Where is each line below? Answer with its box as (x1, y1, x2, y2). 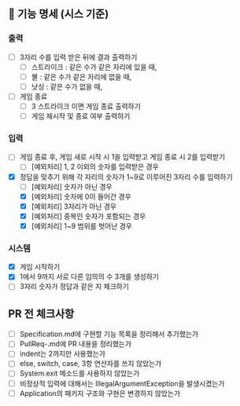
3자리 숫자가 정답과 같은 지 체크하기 (19, 282, 130, 291)
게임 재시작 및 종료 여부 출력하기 (31, 112, 131, 121)
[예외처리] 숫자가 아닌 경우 (31, 181, 113, 191)
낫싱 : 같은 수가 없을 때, (31, 82, 103, 91)
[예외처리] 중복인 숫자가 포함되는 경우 (31, 211, 146, 221)
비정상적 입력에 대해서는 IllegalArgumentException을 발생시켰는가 (19, 379, 225, 388)
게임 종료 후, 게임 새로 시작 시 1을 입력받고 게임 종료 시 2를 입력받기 (19, 152, 226, 162)
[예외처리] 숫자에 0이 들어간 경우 (31, 192, 131, 201)
